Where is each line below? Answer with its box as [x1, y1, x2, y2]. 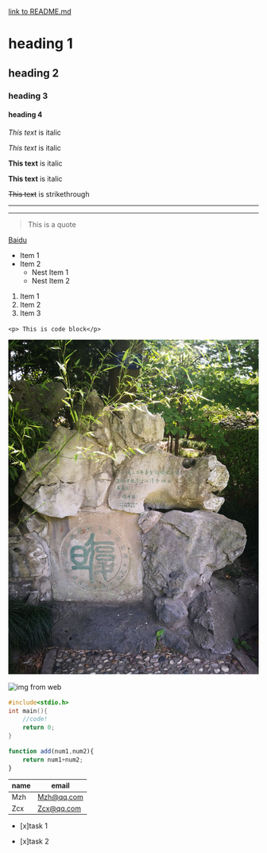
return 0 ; [22, 724, 56, 732]
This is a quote [27, 219, 77, 229]
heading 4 [8, 110, 43, 119]
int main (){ [8, 706, 48, 715]
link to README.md [8, 7, 72, 16]
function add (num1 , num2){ [8, 748, 94, 756]
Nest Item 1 [31, 267, 69, 277]
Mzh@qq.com [37, 792, 83, 802]
